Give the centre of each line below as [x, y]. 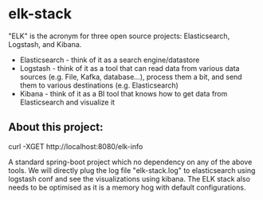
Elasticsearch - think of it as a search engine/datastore [110, 60]
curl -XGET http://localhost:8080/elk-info [76, 146]
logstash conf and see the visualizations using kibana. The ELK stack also [130, 178]
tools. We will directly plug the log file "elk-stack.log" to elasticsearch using [132, 170]
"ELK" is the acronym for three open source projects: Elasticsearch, [119, 36]
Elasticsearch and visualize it [67, 102]
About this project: [56, 127]
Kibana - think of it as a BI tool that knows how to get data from [124, 93]
